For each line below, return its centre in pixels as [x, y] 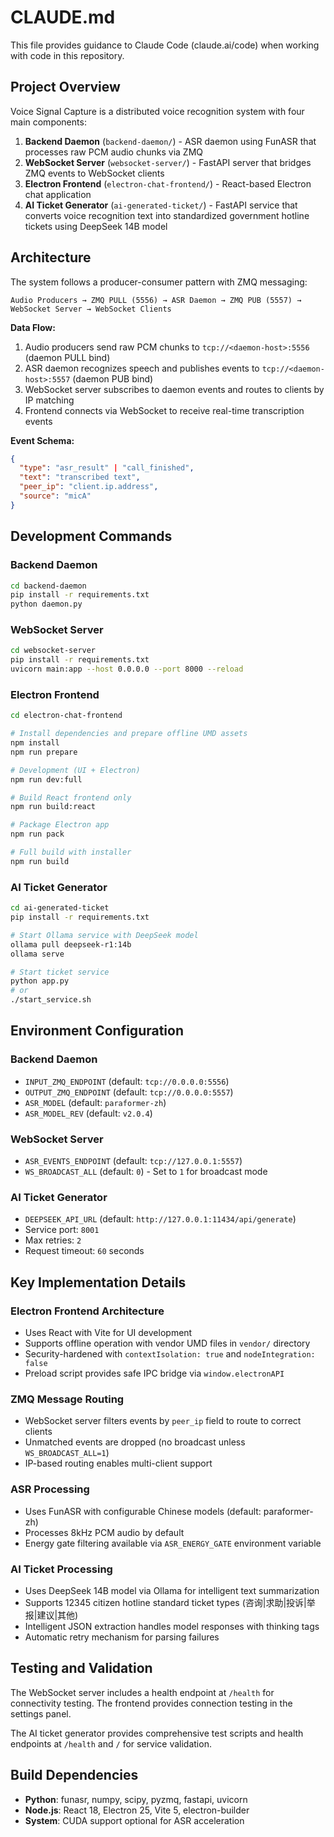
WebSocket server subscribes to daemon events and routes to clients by [174, 389]
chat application [58, 194]
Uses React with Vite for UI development [108, 1332]
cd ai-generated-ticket [60, 908]
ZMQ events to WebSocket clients [94, 173]
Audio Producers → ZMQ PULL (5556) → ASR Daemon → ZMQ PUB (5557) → [156, 300]
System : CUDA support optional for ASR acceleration [134, 1820]
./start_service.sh [51, 1000]
